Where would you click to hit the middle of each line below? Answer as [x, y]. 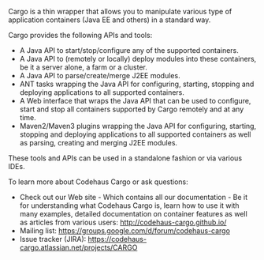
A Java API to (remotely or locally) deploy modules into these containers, [138, 59]
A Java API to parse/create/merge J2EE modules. [100, 75]
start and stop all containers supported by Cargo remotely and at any [132, 109]
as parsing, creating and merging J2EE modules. [99, 143]
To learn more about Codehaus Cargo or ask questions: [99, 182]
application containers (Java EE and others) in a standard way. [110, 20]
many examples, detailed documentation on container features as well [134, 214]
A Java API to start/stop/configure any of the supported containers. [129, 50]
